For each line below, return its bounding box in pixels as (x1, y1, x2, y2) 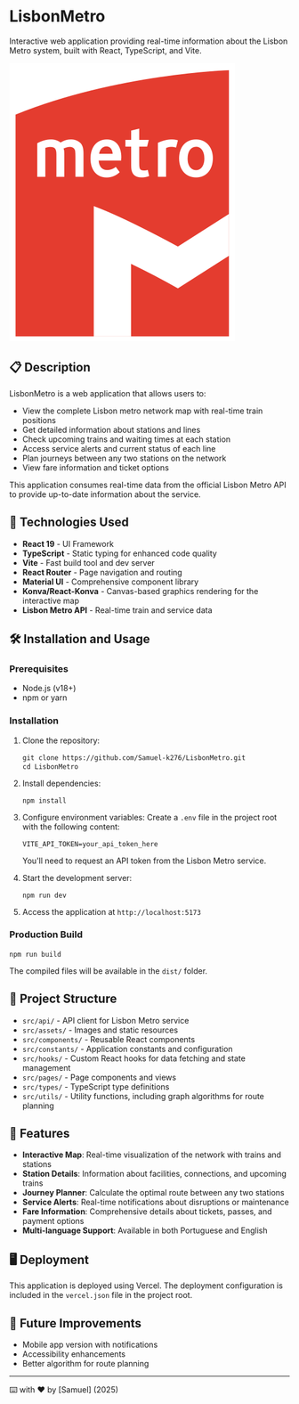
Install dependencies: (21, 778, 101, 788)
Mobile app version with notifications (21, 1339, 158, 1351)
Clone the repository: (21, 735, 101, 746)
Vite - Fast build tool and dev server (21, 557, 156, 567)
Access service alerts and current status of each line (21, 443, 216, 453)
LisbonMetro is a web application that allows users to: (9, 388, 206, 398)
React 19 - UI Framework (21, 538, 114, 549)
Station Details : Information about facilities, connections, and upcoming (21, 1169, 287, 1180)
